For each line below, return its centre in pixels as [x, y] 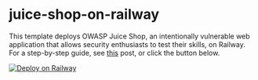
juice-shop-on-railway [84, 15]
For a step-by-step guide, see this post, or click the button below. [114, 53]
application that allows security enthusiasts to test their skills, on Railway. [127, 44]
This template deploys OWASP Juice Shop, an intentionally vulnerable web [129, 36]
